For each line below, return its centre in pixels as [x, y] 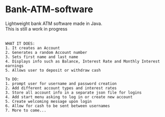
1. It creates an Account [32, 48]
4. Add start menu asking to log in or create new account [69, 97]
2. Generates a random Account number [46, 52]
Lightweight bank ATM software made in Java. [54, 23]
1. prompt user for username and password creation [61, 83]
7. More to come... [26, 110]
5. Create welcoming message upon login [49, 101]
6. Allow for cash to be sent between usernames [58, 106]
